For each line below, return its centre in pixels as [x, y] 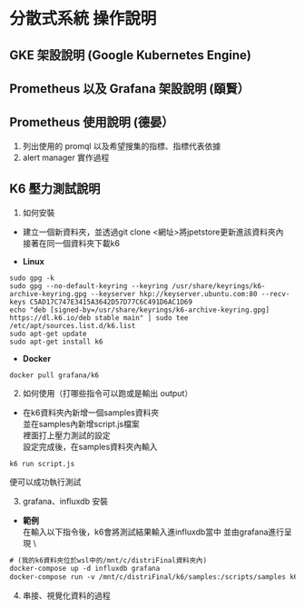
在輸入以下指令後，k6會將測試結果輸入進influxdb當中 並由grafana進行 [153, 532]
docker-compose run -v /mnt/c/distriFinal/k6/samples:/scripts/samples [148, 577]
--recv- [275, 294]
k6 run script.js [42, 464]
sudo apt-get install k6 [56, 342]
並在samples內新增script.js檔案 [81, 424]
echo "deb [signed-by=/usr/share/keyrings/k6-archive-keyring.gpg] [140, 310]
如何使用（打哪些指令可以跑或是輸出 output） [108, 393]
